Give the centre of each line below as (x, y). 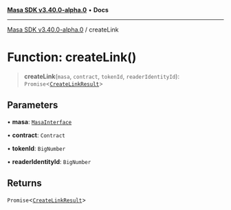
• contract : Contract (36, 135)
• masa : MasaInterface (40, 121)
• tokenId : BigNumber (36, 148)
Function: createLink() (72, 57)
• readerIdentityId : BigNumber (49, 161)
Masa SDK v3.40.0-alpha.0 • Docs (58, 10)
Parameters (33, 105)
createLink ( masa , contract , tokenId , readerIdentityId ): (102, 76)
